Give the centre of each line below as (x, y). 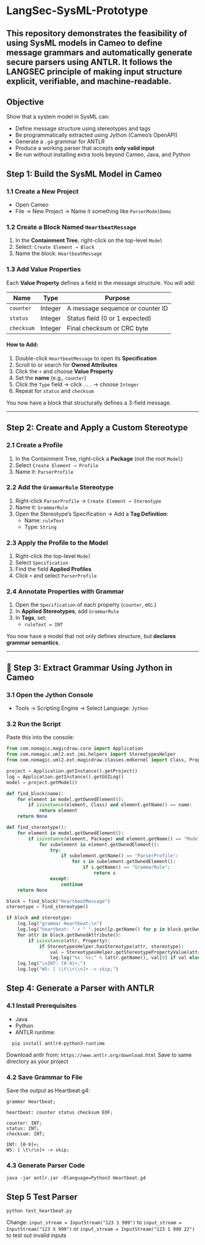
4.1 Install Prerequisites (41, 1006)
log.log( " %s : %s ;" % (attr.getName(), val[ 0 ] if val (118, 958)
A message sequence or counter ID (117, 308)
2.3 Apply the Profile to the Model (57, 543)
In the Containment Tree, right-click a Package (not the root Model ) (99, 459)
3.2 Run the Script (34, 724)
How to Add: (22, 345)
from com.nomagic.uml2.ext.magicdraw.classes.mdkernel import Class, (97, 760)
